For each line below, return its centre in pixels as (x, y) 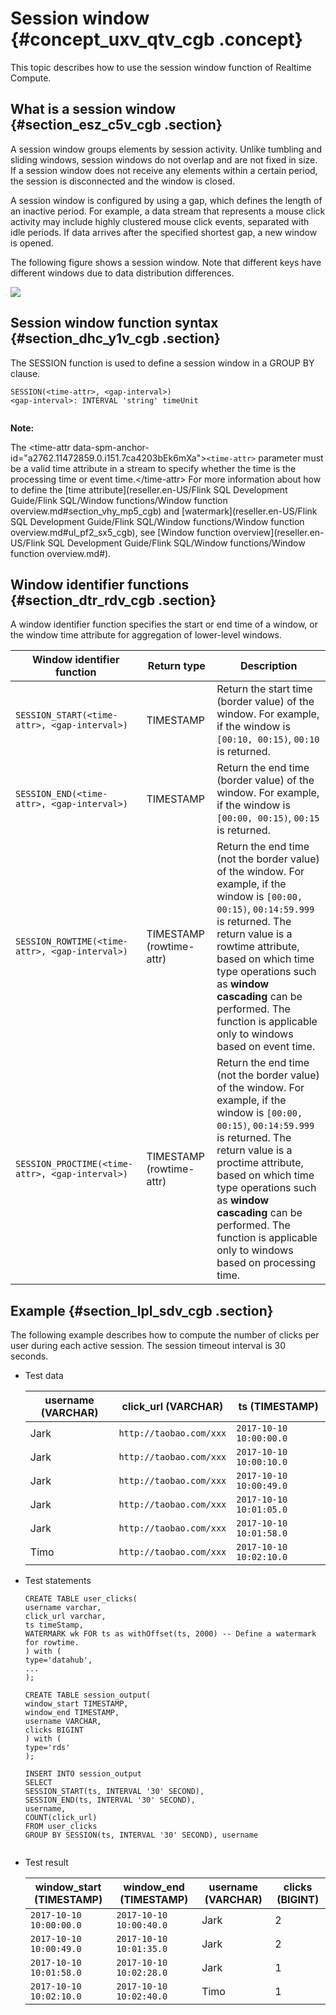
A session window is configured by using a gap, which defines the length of (166, 200)
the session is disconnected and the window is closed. (123, 181)
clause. (25, 373)
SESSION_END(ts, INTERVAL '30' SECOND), (110, 1800)
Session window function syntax (114, 323)
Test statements (58, 1581)
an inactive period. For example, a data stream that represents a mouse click (168, 211)
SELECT (38, 1783)
